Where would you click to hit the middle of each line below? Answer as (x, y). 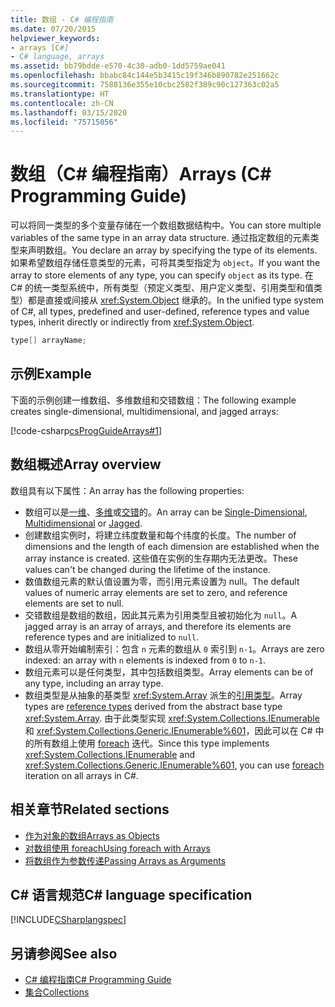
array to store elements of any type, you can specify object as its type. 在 (162, 275)
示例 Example (51, 374)
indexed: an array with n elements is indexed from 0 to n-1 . (145, 660)
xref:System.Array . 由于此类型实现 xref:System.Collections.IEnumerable (172, 718)
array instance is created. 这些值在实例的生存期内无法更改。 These (161, 558)
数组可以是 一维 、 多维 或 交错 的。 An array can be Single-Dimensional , (166, 512)
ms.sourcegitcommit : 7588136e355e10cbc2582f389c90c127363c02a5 (145, 85)
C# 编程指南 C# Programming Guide (98, 980)
